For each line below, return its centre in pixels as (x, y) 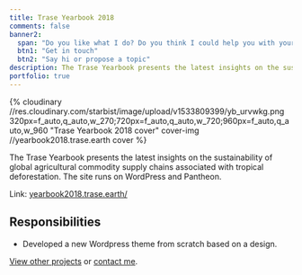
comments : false (40, 26)
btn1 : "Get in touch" (58, 51)
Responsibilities (55, 222)
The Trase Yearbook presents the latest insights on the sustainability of (141, 157)
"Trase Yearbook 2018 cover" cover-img (124, 130)
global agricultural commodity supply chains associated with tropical (137, 166)
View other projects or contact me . (74, 261)
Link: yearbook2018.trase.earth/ (68, 193)
